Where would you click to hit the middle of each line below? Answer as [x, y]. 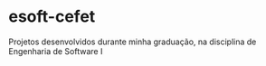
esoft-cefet [52, 17]
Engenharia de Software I [56, 51]
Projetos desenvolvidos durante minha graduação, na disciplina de [133, 42]
